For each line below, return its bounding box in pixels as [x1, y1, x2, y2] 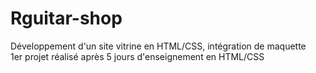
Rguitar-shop [10, 7, 123, 30]
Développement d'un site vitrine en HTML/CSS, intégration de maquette [10, 40, 307, 52]
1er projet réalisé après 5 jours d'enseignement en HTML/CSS [10, 50, 265, 62]
